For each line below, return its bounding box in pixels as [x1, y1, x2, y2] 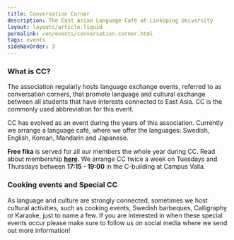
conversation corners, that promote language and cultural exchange [7, 90, 206, 99]
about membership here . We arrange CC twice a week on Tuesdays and [7, 155, 218, 163]
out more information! [7, 226, 71, 234]
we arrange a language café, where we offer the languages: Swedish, [7, 126, 210, 135]
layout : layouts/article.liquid [7, 23, 103, 30]
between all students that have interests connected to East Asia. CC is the [7, 97, 223, 106]
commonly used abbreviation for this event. [7, 105, 134, 114]
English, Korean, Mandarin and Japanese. [7, 133, 129, 142]
